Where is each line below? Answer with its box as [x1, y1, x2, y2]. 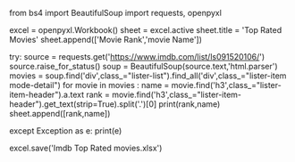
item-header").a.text [9, 89, 85, 100]
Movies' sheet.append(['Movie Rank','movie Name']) [9, 35, 203, 45]
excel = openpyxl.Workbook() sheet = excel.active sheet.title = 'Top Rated [9, 25, 282, 35]
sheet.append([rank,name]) [9, 109, 111, 118]
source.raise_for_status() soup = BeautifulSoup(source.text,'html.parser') [9, 61, 279, 71]
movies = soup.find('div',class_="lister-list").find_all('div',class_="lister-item [9, 70, 287, 81]
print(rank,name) [158, 99, 221, 109]
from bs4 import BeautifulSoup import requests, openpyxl [9, 8, 222, 18]
